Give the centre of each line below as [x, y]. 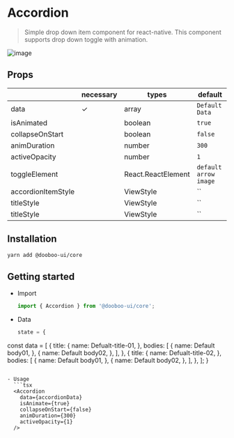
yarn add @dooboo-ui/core [45, 255]
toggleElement [34, 174]
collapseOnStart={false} [56, 409]
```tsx [23, 385]
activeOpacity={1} [46, 422]
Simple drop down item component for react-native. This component [123, 32]
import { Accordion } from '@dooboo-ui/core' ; [86, 306]
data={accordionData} [51, 398]
